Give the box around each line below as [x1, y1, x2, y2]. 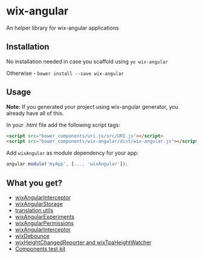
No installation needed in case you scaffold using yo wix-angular [6, 57, 168, 65]
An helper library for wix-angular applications [6, 24, 119, 31]
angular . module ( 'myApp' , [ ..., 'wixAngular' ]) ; [6, 161, 129, 167]
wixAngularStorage [14, 201, 63, 207]
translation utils [14, 207, 54, 214]
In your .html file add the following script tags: [6, 121, 121, 128]
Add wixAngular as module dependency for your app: [6, 149, 139, 156]
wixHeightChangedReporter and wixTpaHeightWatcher [14, 239, 152, 246]
